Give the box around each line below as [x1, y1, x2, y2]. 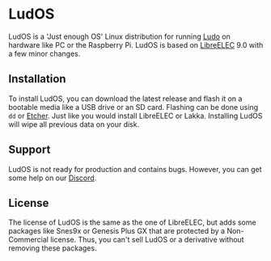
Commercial [8, 235, 49, 245]
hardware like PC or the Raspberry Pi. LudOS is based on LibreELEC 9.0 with [8, 40, 264, 49]
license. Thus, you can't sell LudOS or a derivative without [49, 235, 244, 245]
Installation [8, 72, 66, 86]
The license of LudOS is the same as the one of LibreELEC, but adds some [8, 217, 256, 227]
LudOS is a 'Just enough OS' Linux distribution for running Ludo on [8, 32, 231, 41]
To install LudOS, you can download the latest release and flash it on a [8, 94, 243, 103]
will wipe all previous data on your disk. [8, 119, 140, 129]
